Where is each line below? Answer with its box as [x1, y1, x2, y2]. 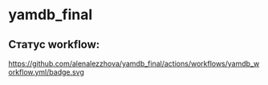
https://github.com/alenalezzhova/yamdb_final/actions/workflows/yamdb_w [8, 59, 260, 68]
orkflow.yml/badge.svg [8, 67, 84, 77]
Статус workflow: [8, 38, 100, 51]
